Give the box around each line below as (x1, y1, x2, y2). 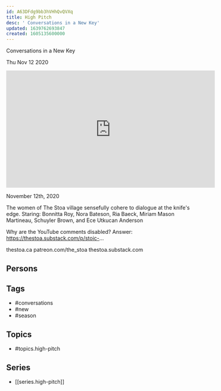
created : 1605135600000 (6, 31, 66, 37)
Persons (6, 263, 38, 274)
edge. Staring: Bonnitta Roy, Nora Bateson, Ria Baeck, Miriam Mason (6, 211, 175, 218)
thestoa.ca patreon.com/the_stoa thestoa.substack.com (6, 246, 144, 254)
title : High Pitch (6, 14, 52, 20)
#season (14, 312, 37, 319)
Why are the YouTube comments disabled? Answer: (6, 229, 133, 236)
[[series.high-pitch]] (14, 378, 64, 385)
